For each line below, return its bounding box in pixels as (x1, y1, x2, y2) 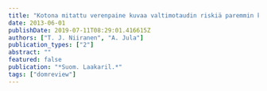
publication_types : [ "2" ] (8, 41, 94, 49)
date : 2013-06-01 (8, 19, 66, 27)
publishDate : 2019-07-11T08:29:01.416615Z (8, 26, 151, 34)
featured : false (8, 56, 62, 64)
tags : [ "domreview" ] (8, 70, 77, 78)
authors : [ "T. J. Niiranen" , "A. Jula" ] (8, 33, 145, 42)
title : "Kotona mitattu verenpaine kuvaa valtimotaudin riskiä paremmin (8, 11, 254, 20)
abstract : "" (8, 48, 52, 56)
